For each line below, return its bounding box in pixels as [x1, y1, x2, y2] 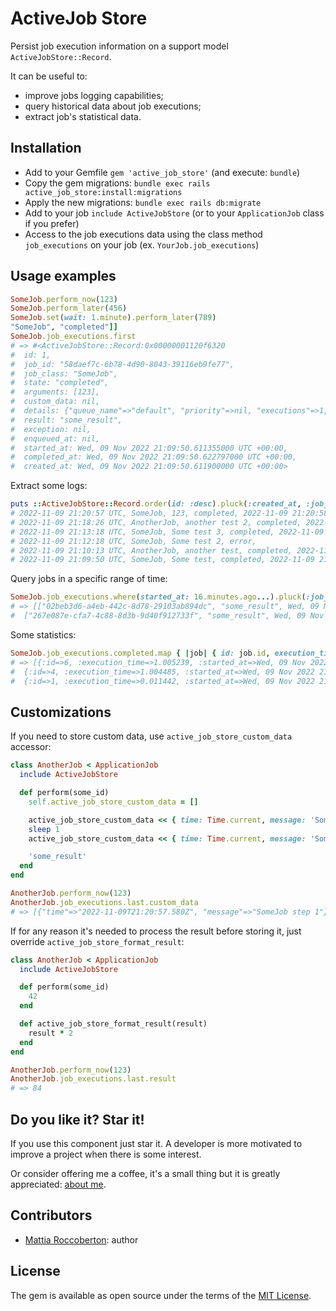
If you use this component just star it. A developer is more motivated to [10, 1137, 303, 1149]
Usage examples [10, 268, 117, 285]
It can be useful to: [10, 70, 88, 82]
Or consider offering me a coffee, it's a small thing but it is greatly [10, 1167, 281, 1179]
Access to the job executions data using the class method [24, 228, 263, 240]
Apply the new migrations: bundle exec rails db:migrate [24, 196, 262, 208]
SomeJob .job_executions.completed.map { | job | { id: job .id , [10, 648, 271, 658]
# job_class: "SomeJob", [10, 368, 118, 379]
